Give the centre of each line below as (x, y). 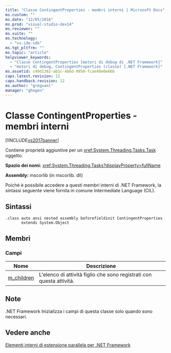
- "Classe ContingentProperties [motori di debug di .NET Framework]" (86, 62)
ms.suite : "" (19, 34)
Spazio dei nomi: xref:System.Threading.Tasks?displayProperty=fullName (83, 165)
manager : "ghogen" (25, 90)
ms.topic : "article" (27, 52)
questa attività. (57, 281)
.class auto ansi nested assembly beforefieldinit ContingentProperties (84, 218)
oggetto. (14, 156)
